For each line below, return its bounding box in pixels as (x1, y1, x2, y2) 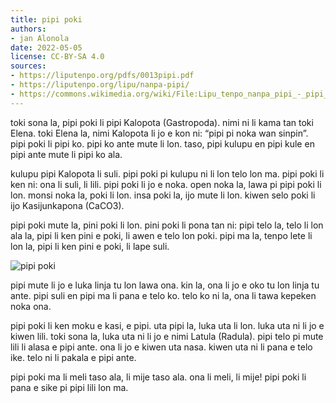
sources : (10, 61, 47, 71)
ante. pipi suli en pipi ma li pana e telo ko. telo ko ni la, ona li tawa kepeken (10, 289, 317, 301)
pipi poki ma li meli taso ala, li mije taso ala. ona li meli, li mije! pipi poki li (10, 371, 307, 383)
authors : (10, 24, 47, 34)
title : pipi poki (10, 14, 83, 25)
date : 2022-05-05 (10, 42, 83, 53)
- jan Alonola (10, 33, 70, 43)
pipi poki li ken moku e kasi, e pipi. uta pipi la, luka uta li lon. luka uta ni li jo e (10, 319, 325, 331)
